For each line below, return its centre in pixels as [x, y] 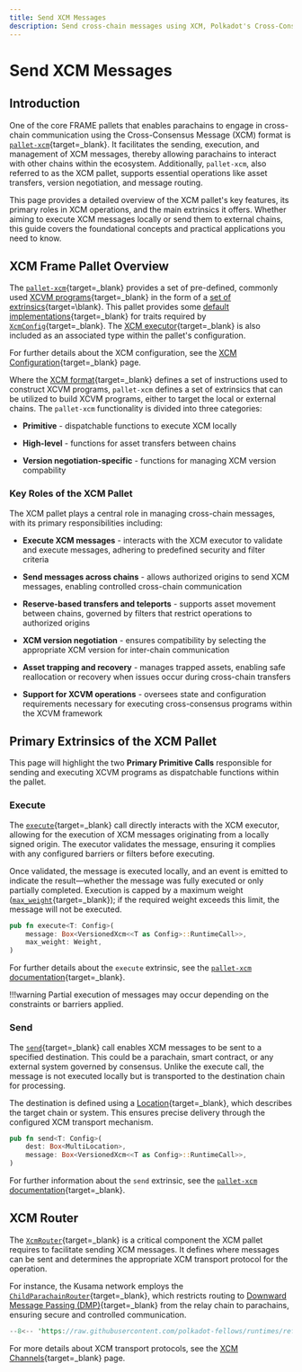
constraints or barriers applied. [67, 1005]
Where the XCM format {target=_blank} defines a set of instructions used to [149, 380]
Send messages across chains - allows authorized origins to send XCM [156, 577]
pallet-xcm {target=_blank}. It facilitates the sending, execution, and [134, 144]
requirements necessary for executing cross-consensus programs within [157, 704]
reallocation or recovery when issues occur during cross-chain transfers [156, 677]
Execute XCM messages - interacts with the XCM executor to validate [152, 540]
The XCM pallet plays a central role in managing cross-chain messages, [142, 513]
